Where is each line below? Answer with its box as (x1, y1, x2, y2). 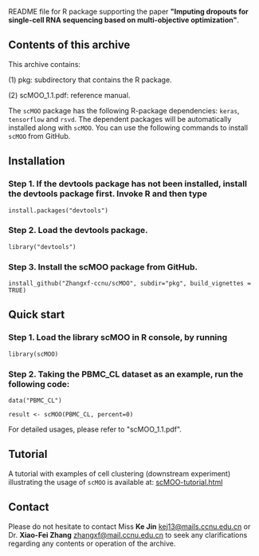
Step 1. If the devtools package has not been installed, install (8, 179, 247, 190)
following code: (8, 378, 70, 389)
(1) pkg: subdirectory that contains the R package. (8, 75, 173, 85)
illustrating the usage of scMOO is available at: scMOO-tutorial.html (8, 477, 223, 487)
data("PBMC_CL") (8, 396, 62, 405)
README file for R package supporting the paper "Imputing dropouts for (8, 7, 249, 16)
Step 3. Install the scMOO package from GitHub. (8, 261, 198, 272)
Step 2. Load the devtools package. (8, 225, 148, 236)
